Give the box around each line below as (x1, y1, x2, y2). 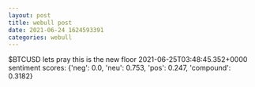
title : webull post (8, 19, 73, 27)
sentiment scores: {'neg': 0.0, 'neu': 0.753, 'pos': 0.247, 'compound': (8, 63, 231, 73)
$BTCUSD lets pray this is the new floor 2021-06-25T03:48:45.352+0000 (8, 55, 248, 64)
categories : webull (8, 33, 73, 42)
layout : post (8, 11, 51, 20)
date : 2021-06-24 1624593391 (8, 26, 104, 34)
